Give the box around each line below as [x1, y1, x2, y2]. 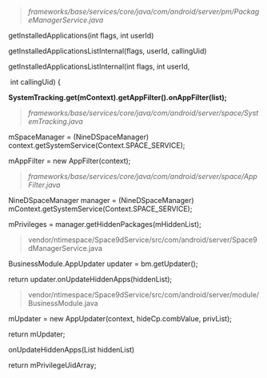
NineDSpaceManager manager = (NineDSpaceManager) [8, 196, 194, 205]
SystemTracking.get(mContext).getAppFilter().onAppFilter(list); [8, 93, 228, 102]
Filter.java [27, 180, 61, 189]
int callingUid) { [10, 78, 62, 86]
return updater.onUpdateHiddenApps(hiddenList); [8, 275, 173, 284]
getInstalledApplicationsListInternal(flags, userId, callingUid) [8, 46, 207, 55]
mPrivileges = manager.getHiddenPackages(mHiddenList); [8, 220, 202, 229]
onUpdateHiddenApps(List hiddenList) [8, 345, 135, 354]
